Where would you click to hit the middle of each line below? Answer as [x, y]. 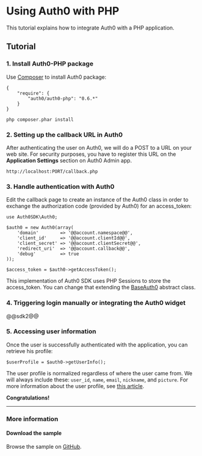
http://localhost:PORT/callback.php [52, 171]
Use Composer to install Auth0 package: [57, 77]
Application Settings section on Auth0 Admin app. [69, 160]
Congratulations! [28, 398]
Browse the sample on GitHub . [44, 446]
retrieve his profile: [29, 351]
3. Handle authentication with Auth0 [60, 186]
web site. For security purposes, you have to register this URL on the [91, 154]
